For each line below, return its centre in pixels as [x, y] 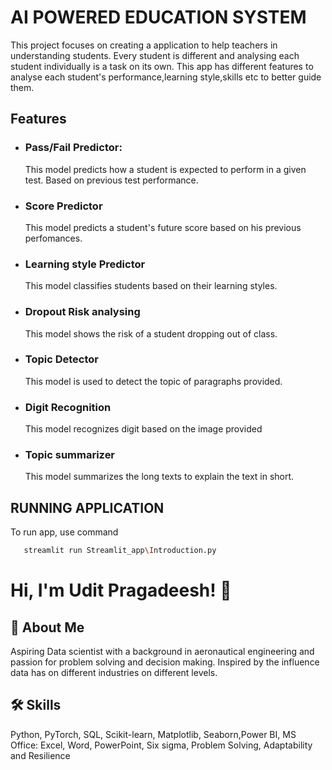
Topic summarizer [70, 455]
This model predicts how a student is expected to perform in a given [165, 169]
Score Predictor [63, 206]
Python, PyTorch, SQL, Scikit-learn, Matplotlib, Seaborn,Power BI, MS [153, 734]
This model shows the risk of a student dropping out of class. [151, 333]
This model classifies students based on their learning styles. [151, 286]
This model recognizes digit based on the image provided [143, 429]
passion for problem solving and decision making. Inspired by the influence [165, 662]
